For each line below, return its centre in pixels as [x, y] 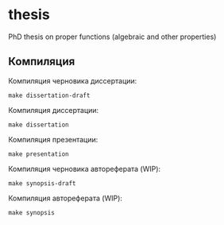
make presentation [39, 154]
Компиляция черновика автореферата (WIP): [85, 169]
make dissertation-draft [49, 95]
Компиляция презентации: [53, 139]
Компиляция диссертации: [54, 110]
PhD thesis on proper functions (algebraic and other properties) [112, 37]
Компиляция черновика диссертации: [73, 80]
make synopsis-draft [42, 183]
